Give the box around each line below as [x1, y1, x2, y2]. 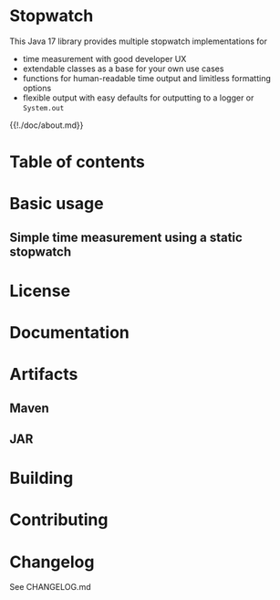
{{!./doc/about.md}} [9, 120, 84, 131]
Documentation [9, 322, 130, 343]
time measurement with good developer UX [22, 53, 187, 64]
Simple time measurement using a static [9, 229, 244, 245]
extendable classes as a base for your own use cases [22, 63, 224, 74]
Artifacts [9, 364, 78, 384]
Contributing [9, 510, 109, 531]
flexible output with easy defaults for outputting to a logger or [22, 92, 254, 103]
